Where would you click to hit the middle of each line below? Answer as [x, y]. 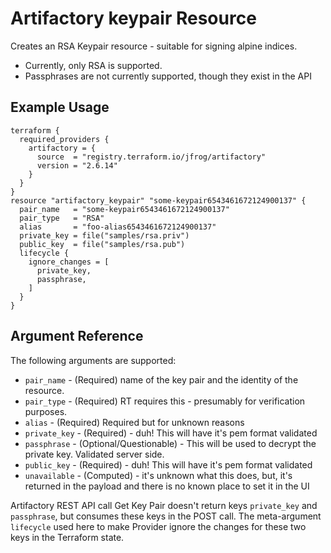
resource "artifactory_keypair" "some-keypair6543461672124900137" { [158, 200]
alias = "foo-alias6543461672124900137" [118, 227]
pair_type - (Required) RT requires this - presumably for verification [165, 401]
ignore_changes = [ [69, 262]
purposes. [46, 411]
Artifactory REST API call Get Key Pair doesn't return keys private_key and [164, 505]
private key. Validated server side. [94, 454]
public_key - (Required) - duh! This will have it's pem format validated [168, 464]
